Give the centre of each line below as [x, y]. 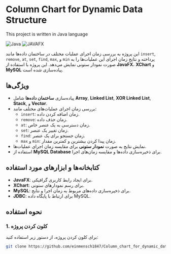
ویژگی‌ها [18, 86]
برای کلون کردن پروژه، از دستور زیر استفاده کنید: [52, 237]
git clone [16, 246]
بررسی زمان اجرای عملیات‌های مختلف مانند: [55, 109]
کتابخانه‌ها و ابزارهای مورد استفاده [53, 168]
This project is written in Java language [47, 34]
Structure [26, 20]
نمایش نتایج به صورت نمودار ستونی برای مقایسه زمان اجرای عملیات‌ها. [80, 146]
